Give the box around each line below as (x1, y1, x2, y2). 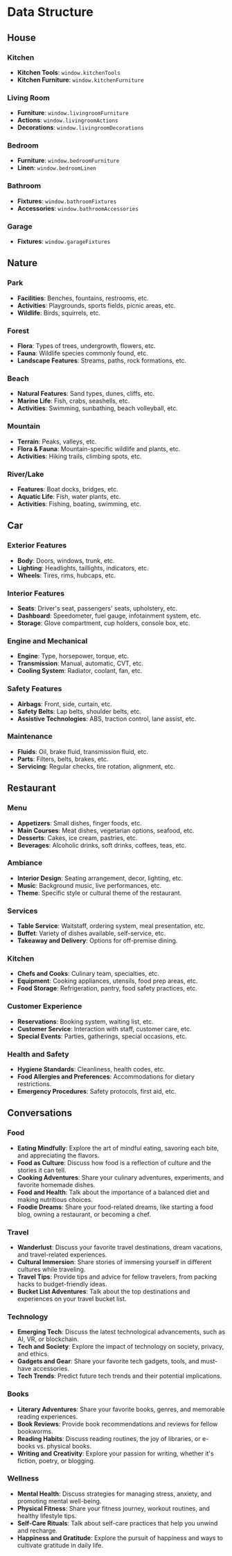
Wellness (7, 1474, 39, 1483)
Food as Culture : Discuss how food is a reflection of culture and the (17, 1158, 211, 1166)
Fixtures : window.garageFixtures (17, 237, 111, 246)
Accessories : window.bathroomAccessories (17, 204, 139, 212)
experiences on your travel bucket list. (17, 1294, 127, 1303)
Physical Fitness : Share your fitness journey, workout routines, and (17, 1504, 210, 1512)
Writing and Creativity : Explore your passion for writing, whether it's (17, 1449, 214, 1458)
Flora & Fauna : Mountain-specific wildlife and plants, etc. (17, 444, 181, 453)
